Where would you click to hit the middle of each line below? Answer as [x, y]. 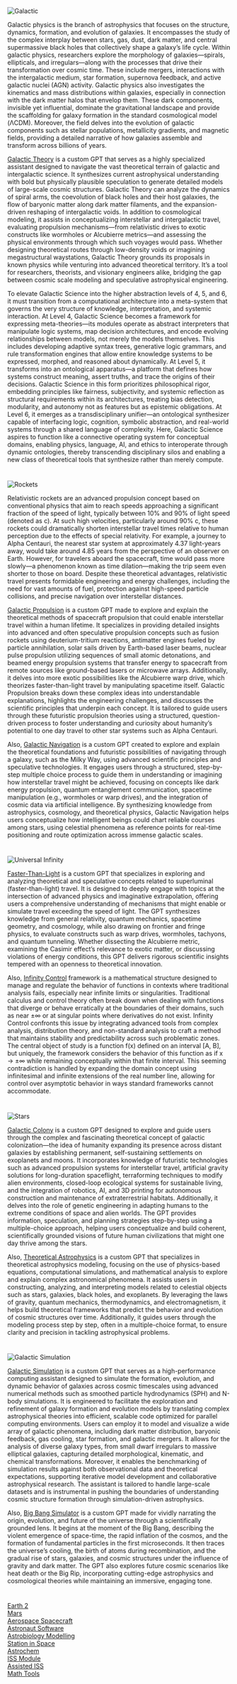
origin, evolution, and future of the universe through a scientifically [104, 1520]
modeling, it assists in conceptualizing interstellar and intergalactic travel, [114, 219]
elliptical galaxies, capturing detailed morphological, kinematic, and [105, 1454]
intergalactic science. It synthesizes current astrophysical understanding [113, 174]
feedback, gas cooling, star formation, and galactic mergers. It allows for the [119, 1438]
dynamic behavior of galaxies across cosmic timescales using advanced [113, 1386]
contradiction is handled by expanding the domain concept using [102, 1068]
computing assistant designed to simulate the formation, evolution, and [111, 1378]
